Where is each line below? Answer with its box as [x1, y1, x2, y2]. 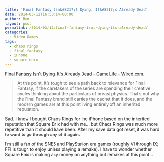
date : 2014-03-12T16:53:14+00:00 [5, 12, 74, 17]
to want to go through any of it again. [5, 132, 80, 137]
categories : [5, 30, 29, 35]
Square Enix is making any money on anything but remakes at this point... [5, 152, 154, 158]
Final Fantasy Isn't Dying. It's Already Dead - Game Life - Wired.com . [5, 71, 145, 77]
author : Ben [5, 16, 29, 21]
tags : [5, 39, 16, 44]
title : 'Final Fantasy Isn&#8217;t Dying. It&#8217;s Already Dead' [5, 7, 148, 12]
